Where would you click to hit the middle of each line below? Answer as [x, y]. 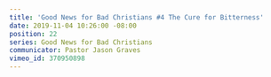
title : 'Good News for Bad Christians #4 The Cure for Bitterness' [137, 17]
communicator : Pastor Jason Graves [75, 50]
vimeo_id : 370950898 [48, 58]
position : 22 [33, 34]
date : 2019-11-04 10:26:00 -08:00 [73, 26]
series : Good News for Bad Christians [81, 42]
